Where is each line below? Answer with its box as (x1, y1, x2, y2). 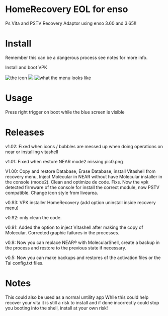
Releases (5, 127, 44, 138)
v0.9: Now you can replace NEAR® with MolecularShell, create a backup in (5, 239, 160, 245)
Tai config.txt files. (5, 260, 44, 266)
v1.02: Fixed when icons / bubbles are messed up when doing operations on (5, 143, 163, 149)
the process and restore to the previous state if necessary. (5, 244, 127, 250)
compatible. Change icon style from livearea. (5, 189, 98, 196)
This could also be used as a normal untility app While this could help (5, 294, 149, 300)
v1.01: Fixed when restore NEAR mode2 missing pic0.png (5, 158, 123, 164)
